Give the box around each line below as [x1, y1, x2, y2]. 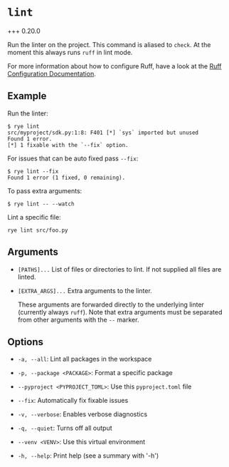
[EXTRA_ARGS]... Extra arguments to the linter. [17, 286, 153, 294]
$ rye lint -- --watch [7, 200, 75, 207]
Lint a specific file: [7, 212, 62, 221]
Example [7, 90, 47, 102]
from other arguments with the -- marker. [17, 315, 139, 324]
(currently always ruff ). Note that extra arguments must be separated [17, 307, 223, 316]
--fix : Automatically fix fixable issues [17, 396, 129, 405]
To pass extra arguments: [7, 186, 82, 195]
